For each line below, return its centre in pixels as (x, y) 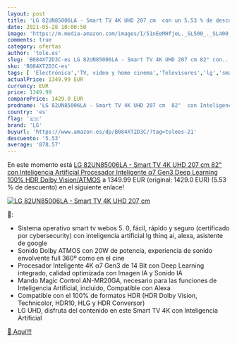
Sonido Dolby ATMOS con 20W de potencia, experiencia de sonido (115, 251)
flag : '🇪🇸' (25, 118)
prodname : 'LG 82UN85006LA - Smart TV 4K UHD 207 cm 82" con (102, 106)
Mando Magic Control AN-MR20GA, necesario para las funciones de (117, 281)
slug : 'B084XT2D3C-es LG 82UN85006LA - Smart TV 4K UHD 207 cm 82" (109, 60)
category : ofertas (34, 46)
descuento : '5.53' (34, 138)
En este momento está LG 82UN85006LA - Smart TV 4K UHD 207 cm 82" (115, 165)
